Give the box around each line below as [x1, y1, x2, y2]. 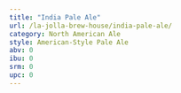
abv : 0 [9, 46, 34, 55]
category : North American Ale [9, 29, 122, 38]
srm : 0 [9, 63, 34, 72]
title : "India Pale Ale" [9, 12, 101, 22]
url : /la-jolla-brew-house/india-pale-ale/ [9, 21, 173, 30]
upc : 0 [9, 71, 34, 80]
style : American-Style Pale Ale [9, 37, 129, 47]
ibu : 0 [9, 54, 34, 63]
